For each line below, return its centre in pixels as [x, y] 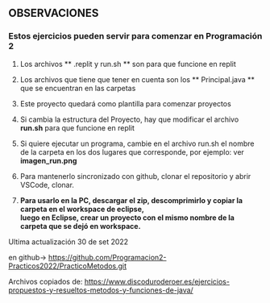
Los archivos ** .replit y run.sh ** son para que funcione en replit [128, 64]
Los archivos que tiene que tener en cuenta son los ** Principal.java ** [137, 79]
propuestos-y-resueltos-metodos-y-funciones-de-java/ [101, 290]
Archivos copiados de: [46, 281]
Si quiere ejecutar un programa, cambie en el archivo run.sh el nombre [137, 143]
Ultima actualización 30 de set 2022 [69, 242]
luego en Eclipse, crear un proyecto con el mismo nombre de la [127, 218]
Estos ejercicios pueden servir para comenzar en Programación [135, 36]
